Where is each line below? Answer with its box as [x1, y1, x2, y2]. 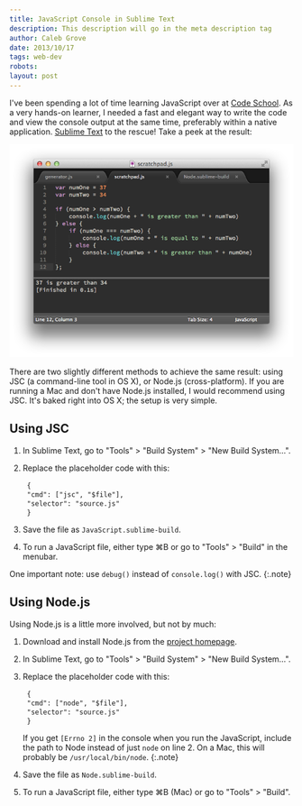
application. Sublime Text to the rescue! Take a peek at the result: [9, 126, 252, 137]
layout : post [9, 72, 59, 81]
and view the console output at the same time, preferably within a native [9, 116, 278, 127]
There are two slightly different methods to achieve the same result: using [9, 366, 284, 377]
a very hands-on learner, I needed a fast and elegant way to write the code [9, 106, 288, 117]
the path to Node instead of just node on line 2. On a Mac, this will [22, 742, 266, 753]
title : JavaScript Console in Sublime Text [9, 14, 176, 23]
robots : [9, 62, 39, 71]
